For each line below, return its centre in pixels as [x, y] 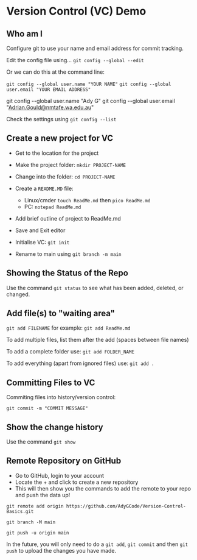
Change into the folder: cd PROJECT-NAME [65, 176]
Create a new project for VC [60, 138]
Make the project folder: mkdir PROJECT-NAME [71, 165]
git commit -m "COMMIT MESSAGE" [47, 409]
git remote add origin [35, 506]
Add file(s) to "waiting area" [61, 314]
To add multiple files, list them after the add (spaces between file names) [98, 340]
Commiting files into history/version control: [61, 397]
